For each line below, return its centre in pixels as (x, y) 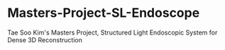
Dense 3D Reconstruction (45, 39)
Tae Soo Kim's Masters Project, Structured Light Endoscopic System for (112, 32)
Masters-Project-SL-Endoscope (104, 13)
